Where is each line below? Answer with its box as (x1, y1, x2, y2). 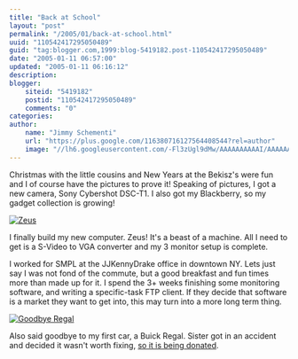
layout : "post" (9, 21, 66, 30)
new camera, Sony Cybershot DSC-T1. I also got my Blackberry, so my (9, 188, 267, 199)
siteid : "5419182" (25, 87, 93, 96)
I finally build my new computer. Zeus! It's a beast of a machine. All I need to (9, 231, 288, 242)
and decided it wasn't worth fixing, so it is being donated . (9, 339, 219, 350)
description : (9, 71, 58, 80)
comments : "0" (25, 104, 77, 113)
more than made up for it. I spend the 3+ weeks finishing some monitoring (9, 277, 280, 288)
